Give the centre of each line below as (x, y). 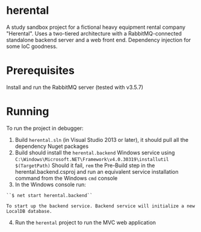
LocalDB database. (29, 211)
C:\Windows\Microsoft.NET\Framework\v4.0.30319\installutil (92, 159)
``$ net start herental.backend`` (50, 195)
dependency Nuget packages (52, 146)
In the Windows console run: (50, 185)
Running (28, 111)
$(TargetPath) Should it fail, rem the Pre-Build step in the (85, 165)
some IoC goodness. (32, 46)
